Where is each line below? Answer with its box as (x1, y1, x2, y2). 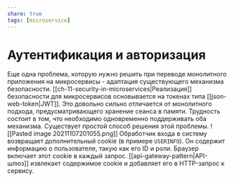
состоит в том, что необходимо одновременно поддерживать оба (7, 115, 207, 123)
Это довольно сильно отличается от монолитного (62, 99, 212, 108)
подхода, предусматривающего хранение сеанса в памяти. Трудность (7, 107, 221, 115)
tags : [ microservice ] (7, 17, 71, 24)
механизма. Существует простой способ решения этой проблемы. (7, 122, 209, 130)
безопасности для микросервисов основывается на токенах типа (7, 92, 206, 101)
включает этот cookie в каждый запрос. (7, 152, 128, 160)
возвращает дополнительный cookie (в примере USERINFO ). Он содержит (7, 137, 226, 146)
